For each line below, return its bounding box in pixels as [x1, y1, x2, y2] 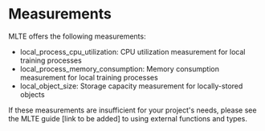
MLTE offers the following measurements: [8, 31, 146, 41]
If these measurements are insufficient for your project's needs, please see [8, 105, 257, 115]
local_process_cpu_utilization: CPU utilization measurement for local [19, 47, 246, 56]
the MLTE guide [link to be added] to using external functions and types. [8, 113, 247, 123]
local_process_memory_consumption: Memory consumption [19, 63, 219, 73]
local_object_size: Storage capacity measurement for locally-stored [19, 81, 243, 91]
